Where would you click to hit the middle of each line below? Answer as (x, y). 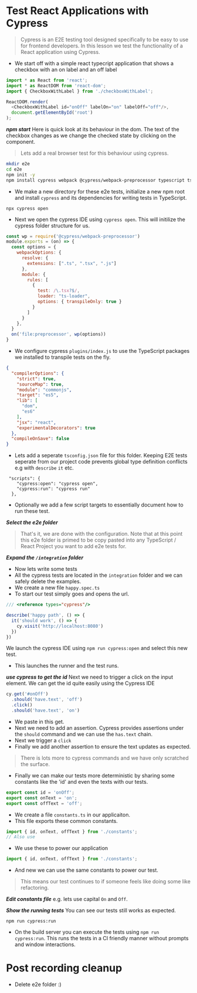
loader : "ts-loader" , (64, 296)
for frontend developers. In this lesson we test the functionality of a (102, 46)
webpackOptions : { (39, 253)
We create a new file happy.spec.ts (57, 588)
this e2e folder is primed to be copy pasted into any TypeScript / (98, 540)
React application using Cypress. (60, 52)
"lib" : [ (27, 401)
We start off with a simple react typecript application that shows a (94, 63)
